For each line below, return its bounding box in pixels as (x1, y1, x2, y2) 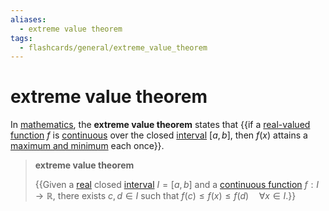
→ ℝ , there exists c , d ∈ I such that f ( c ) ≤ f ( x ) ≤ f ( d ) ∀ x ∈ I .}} (34, 190, 297, 202)
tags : (10, 33, 33, 43)
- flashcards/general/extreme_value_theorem (19, 42, 208, 53)
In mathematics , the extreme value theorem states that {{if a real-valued (10, 119, 311, 131)
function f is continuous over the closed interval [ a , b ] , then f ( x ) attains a (10, 129, 308, 141)
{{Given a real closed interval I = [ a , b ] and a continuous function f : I (34, 179, 319, 191)
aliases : (10, 14, 47, 25)
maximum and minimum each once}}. (10, 140, 165, 152)
